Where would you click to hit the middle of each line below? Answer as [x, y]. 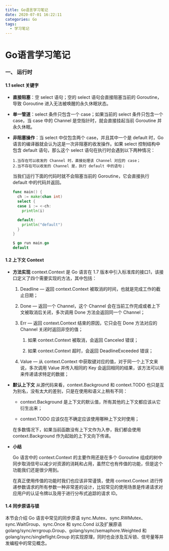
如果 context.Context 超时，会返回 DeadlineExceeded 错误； [91, 351]
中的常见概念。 [34, 543]
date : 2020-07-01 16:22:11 [34, 15]
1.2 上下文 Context [25, 260]
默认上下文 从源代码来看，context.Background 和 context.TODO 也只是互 [88, 385]
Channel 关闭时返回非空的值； [51, 329]
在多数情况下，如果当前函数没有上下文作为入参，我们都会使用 [77, 430]
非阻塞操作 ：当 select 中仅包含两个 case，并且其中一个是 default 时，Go [88, 138]
